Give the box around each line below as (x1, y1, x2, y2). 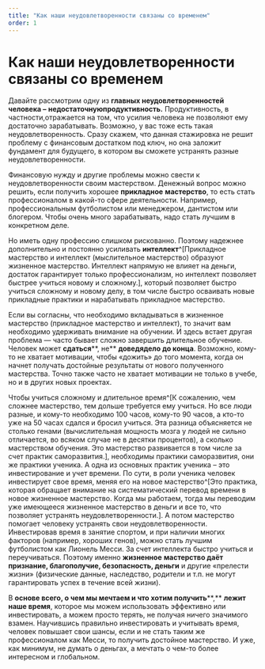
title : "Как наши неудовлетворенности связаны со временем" (8, 11, 211, 20)
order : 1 (8, 19, 37, 27)
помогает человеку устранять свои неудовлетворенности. (8, 519, 208, 529)
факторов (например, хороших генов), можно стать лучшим (8, 536, 213, 545)
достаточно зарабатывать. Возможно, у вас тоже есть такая (8, 121, 214, 131)
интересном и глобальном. (8, 652, 100, 662)
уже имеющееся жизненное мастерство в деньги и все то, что (8, 502, 221, 511)
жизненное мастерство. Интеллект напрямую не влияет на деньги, (8, 261, 237, 271)
